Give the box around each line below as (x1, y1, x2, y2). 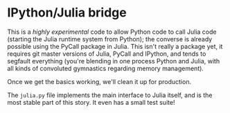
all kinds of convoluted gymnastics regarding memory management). (7, 64, 204, 72)
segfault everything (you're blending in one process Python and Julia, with (7, 56, 220, 65)
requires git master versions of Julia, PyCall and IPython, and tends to (7, 50, 206, 58)
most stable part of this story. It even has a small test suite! (7, 98, 175, 106)
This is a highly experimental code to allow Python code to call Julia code (7, 28, 217, 36)
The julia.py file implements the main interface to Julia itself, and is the (7, 91, 213, 99)
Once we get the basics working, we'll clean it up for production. (7, 77, 192, 85)
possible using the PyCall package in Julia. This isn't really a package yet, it (7, 42, 223, 50)
